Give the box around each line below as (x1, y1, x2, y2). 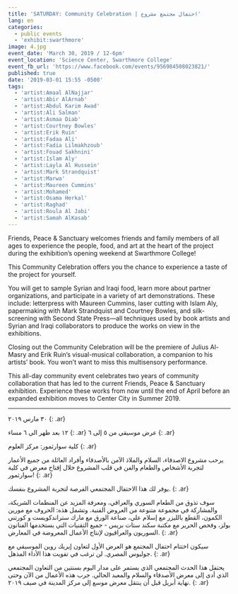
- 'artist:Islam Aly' (14, 155, 78, 163)
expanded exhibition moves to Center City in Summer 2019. (8, 394, 181, 402)
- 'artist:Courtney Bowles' (14, 122, 97, 130)
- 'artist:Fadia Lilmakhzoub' (14, 142, 103, 149)
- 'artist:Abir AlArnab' (14, 96, 88, 103)
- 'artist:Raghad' (14, 201, 69, 209)
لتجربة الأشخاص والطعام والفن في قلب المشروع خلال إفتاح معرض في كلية (8, 463, 204, 472)
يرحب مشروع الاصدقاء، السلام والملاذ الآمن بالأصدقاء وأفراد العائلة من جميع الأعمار (8, 455, 224, 464)
